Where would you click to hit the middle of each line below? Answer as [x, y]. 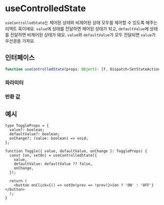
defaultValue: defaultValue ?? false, [53, 164]
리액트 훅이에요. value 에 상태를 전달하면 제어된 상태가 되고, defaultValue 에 [77, 28]
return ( [18, 181]
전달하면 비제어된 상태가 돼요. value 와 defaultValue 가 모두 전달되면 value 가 [83, 35]
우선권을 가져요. [20, 41]
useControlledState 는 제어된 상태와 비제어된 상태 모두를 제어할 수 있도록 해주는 [81, 22]
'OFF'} [147, 186]
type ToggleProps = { [27, 126]
